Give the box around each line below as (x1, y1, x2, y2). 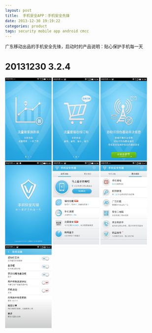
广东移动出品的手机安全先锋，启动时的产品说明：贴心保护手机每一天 (5, 43, 143, 49)
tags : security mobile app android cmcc (5, 29, 90, 34)
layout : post (5, 8, 32, 13)
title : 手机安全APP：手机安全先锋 (5, 13, 70, 18)
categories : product (5, 24, 48, 29)
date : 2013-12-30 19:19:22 (5, 18, 61, 23)
